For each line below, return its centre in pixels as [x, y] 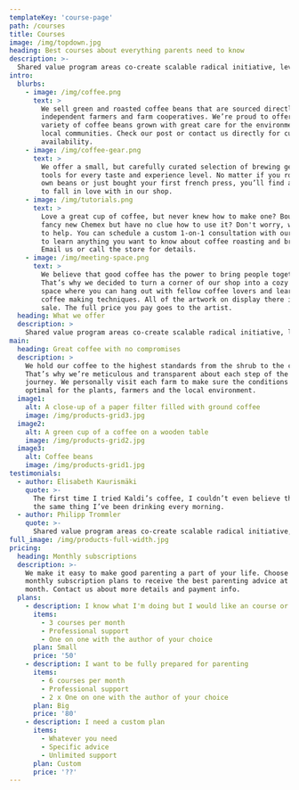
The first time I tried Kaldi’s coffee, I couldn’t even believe [156, 498]
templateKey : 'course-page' [61, 17]
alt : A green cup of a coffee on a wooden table [117, 432]
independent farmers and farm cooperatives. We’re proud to [155, 117]
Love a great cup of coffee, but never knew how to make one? [159, 216]
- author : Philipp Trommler [69, 515]
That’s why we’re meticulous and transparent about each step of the [157, 374]
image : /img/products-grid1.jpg [85, 465]
